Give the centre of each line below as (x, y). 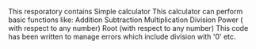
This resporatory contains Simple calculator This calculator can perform (126, 11)
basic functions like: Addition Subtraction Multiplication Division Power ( (126, 20)
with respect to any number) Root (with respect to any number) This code (128, 28)
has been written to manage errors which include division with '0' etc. (122, 36)
